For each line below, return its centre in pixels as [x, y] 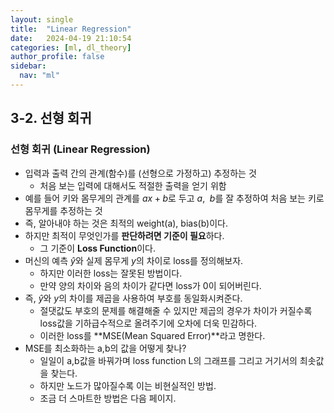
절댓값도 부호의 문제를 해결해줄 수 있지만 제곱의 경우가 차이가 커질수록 [176, 310]
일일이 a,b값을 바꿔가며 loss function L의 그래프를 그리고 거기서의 [168, 360]
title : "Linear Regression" [71, 29]
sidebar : [28, 66]
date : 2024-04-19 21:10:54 [71, 38]
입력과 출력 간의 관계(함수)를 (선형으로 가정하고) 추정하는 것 [140, 173]
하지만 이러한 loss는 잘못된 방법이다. [111, 273]
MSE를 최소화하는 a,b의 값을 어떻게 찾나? [105, 348]
